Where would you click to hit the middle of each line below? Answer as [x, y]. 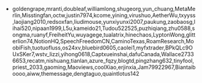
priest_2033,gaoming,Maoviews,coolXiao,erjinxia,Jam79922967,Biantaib [104, 67]
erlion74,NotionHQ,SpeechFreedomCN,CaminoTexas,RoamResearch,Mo [103, 41]
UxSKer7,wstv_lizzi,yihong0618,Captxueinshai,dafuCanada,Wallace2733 [103, 54]
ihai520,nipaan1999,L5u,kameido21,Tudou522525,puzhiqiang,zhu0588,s [103, 28]
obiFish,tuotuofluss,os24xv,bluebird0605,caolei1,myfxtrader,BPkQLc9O [102, 48]
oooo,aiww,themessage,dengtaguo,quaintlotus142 [76, 74]
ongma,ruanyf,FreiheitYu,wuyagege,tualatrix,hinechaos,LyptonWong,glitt [104, 35]
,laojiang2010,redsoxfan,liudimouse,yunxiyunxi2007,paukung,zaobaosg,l [104, 22]
